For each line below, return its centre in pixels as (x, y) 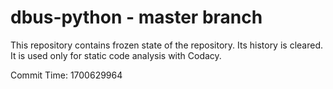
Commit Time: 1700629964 (66, 75)
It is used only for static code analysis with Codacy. (116, 55)
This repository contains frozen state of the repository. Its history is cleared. (166, 45)
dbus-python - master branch (136, 17)
